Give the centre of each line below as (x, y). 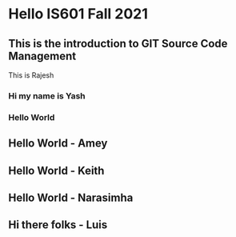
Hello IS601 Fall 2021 (78, 14)
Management (42, 56)
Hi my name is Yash (47, 95)
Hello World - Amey (58, 144)
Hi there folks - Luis (58, 225)
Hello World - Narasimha (71, 198)
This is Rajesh (31, 75)
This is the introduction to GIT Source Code (118, 44)
